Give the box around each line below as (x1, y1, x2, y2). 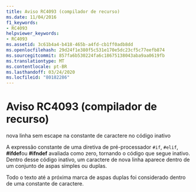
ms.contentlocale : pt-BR (6, 63, 67, 70)
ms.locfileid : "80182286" (6, 74, 70, 80)
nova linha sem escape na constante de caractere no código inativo (6, 132, 171, 139)
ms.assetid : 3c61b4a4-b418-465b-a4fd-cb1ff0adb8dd (6, 42, 133, 48)
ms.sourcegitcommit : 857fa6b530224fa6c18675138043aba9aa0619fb (6, 53, 165, 58)
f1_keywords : (6, 19, 38, 25)
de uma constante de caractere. (6, 180, 84, 187)
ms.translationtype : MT (6, 58, 65, 64)
